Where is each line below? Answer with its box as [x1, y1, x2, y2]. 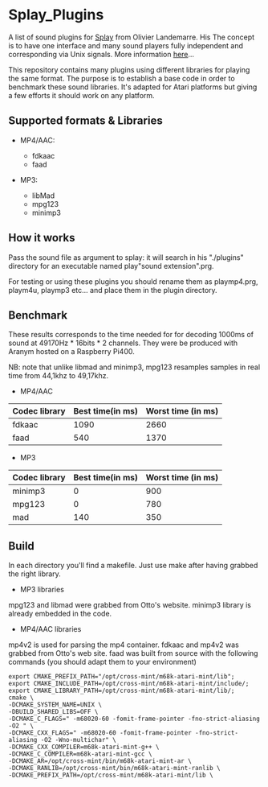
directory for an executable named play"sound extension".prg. [8, 261, 214, 270]
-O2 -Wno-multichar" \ [40, 736, 116, 744]
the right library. [8, 569, 62, 579]
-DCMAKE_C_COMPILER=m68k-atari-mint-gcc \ [8, 750, 152, 758]
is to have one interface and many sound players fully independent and [8, 40, 243, 50]
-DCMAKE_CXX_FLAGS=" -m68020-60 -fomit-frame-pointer [8, 729, 193, 737]
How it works [8, 231, 75, 245]
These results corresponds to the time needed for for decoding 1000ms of [8, 330, 254, 340]
